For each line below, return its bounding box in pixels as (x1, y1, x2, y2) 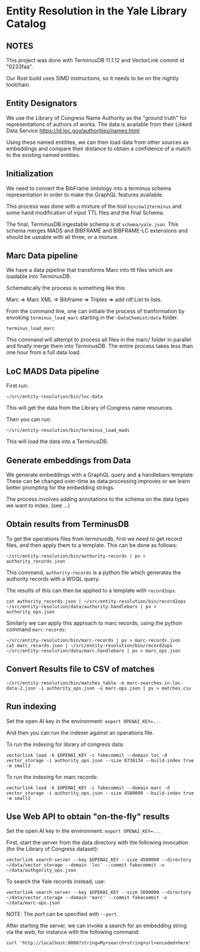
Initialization (6, 169, 54, 179)
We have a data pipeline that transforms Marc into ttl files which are (6, 267, 173, 274)
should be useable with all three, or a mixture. (6, 233, 119, 240)
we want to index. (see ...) (6, 502, 70, 509)
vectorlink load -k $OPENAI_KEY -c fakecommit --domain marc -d (6, 785, 170, 791)
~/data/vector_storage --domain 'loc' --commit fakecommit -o (6, 862, 165, 868)
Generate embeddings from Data (6, 455, 131, 466)
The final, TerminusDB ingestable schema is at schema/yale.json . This (6, 220, 178, 228)
